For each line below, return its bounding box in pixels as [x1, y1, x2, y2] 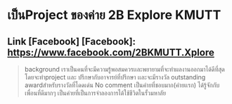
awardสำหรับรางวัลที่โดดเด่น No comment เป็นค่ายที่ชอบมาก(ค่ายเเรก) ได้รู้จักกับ [24, 81, 220, 89]
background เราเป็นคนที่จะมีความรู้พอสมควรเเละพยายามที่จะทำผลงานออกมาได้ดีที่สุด [24, 65, 225, 73]
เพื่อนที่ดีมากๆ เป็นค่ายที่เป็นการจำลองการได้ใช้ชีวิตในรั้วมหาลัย [24, 89, 167, 97]
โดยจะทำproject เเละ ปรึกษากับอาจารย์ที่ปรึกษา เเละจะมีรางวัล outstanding [24, 73, 206, 81]
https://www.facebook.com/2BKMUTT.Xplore [7, 46, 214, 58]
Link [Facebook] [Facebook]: [7, 35, 136, 47]
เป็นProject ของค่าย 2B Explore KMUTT [7, 7, 221, 23]
